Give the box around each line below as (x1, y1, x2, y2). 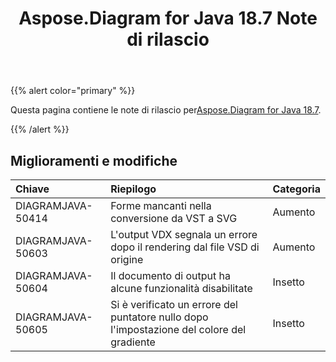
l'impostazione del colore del (110, 323, 247, 336)
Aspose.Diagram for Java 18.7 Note (18, 7, 318, 30)
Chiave (15, 182, 50, 196)
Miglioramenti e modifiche (10, 152, 178, 169)
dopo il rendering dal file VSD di (110, 240, 260, 254)
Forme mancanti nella (110, 199, 212, 212)
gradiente (110, 335, 156, 349)
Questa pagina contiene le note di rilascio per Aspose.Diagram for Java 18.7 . (10, 104, 322, 116)
